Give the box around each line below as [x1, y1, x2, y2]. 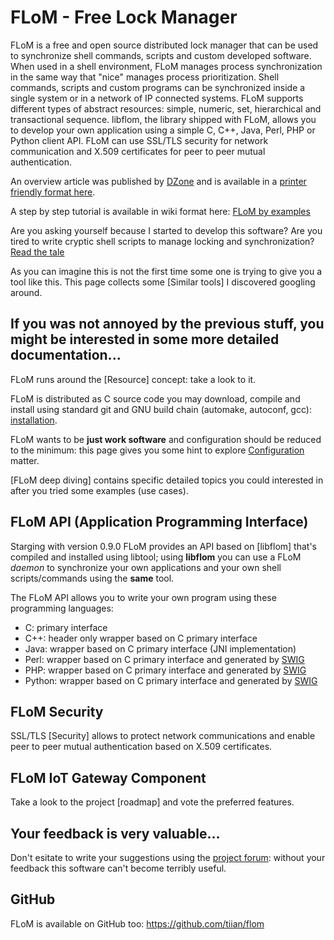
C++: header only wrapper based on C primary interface [24, 632, 258, 644]
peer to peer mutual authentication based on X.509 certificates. [10, 741, 273, 753]
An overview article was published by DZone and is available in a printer [10, 175, 307, 187]
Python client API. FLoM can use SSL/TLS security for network [10, 134, 269, 146]
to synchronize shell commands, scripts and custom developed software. [10, 49, 312, 61]
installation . [10, 414, 58, 426]
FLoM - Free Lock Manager [10, 6, 238, 29]
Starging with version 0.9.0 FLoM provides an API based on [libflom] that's [10, 540, 317, 552]
